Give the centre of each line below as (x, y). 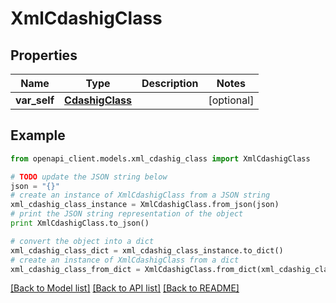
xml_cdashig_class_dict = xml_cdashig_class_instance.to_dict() (147, 250)
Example (38, 135)
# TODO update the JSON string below (89, 177)
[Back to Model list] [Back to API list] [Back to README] (125, 288)
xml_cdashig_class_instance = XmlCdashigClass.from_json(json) (145, 205)
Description (170, 83)
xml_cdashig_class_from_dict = (75, 269)
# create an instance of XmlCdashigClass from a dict (125, 260)
